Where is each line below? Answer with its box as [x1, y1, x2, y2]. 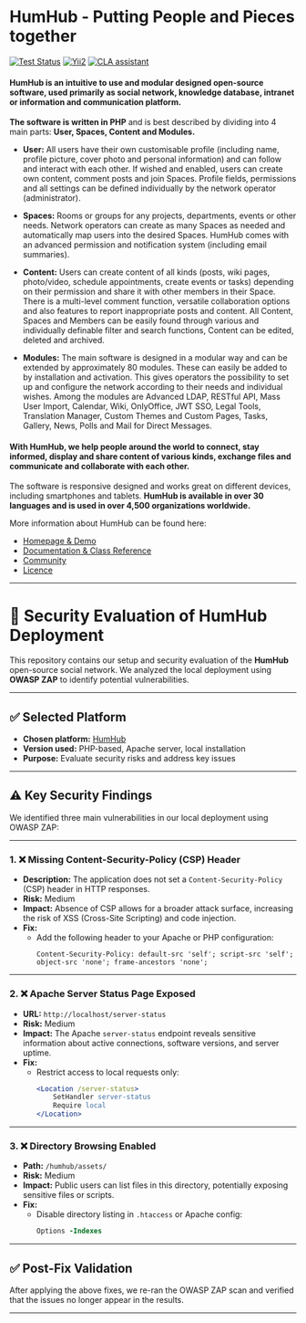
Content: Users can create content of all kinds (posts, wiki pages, [22, 267, 270, 278]
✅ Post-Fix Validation [9, 1260, 133, 1276]
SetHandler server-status [53, 1093, 152, 1102]
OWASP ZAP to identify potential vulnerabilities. [9, 674, 189, 686]
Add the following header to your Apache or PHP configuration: [36, 932, 274, 943]
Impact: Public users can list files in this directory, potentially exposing [22, 1180, 289, 1191]
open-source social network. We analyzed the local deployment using [9, 665, 271, 676]
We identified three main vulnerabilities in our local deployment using [9, 812, 269, 823]
